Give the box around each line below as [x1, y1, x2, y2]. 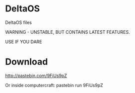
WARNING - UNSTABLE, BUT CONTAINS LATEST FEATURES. [5, 29, 130, 35]
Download [5, 56, 48, 68]
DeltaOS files [5, 19, 32, 25]
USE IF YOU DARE [5, 38, 42, 45]
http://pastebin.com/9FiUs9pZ [5, 73, 67, 79]
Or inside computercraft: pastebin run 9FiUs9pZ [5, 82, 103, 88]
